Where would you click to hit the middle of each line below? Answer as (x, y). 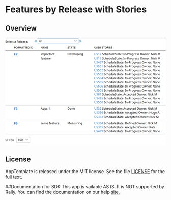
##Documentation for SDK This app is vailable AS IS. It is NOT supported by (85, 187)
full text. (14, 177)
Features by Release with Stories (76, 9)
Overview (21, 28)
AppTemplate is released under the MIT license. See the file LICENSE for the (85, 172)
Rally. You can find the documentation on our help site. (63, 192)
